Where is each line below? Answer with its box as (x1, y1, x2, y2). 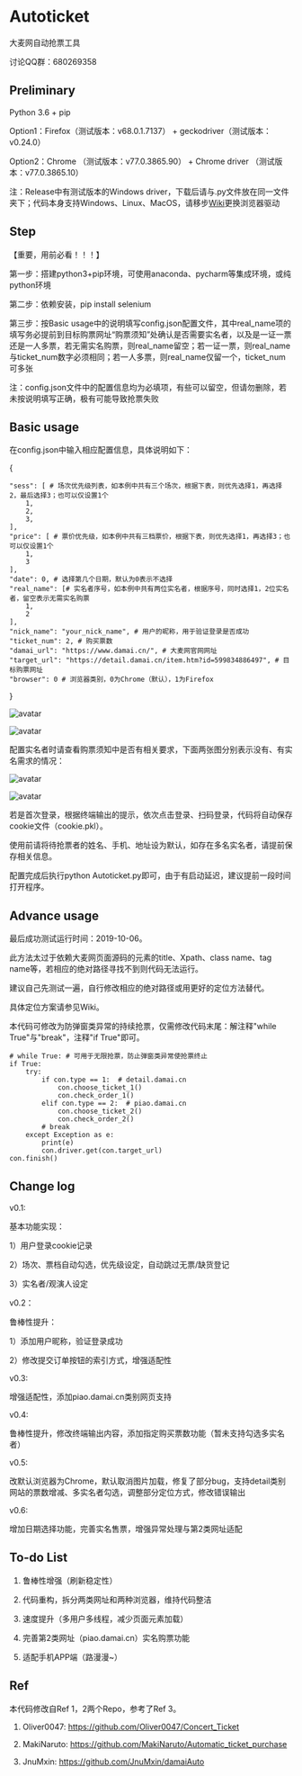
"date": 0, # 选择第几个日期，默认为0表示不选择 (9, 575, 173, 584)
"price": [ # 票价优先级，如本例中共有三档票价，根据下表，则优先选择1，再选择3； (9, 533, 284, 542)
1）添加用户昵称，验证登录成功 (9, 1336, 123, 1346)
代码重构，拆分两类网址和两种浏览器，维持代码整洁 (22, 1594, 212, 1605)
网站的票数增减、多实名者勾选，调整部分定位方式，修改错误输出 (9, 1487, 245, 1497)
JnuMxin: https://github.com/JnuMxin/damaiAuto (22, 1756, 205, 1767)
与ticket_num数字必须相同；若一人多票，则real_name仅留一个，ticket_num (9, 351, 286, 362)
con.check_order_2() (57, 1115, 135, 1124)
